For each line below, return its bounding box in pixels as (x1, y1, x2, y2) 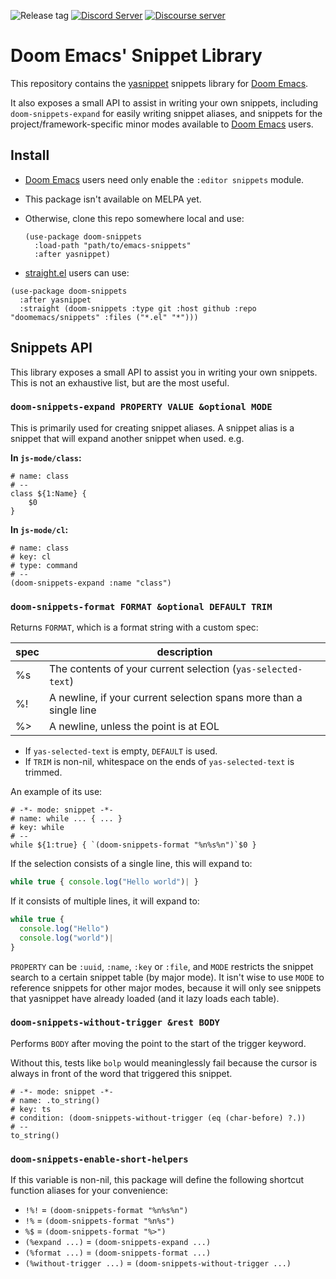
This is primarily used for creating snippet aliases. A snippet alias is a (10, 421, 295, 434)
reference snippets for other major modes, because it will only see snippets (10, 981, 322, 994)
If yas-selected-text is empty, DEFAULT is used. (24, 745, 218, 757)
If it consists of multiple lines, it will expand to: (10, 895, 200, 907)
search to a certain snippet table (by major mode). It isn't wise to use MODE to (10, 971, 325, 983)
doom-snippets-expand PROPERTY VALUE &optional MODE (10, 401, 273, 413)
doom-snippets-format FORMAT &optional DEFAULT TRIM (10, 601, 273, 612)
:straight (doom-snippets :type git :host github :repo (19, 303, 257, 314)
